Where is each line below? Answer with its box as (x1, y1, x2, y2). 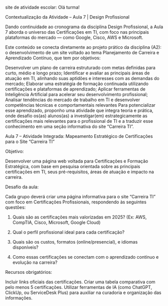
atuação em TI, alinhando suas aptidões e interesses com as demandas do (5, 75, 159, 81)
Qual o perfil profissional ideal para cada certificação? (12, 229, 125, 235)
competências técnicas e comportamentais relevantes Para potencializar (5, 102, 156, 108)
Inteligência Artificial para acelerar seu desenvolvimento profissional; (5, 92, 148, 97)
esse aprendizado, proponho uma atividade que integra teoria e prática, (5, 108, 154, 113)
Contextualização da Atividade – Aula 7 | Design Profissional (5, 14, 130, 20)
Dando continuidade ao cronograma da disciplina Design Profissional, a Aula (5, 24, 163, 30)
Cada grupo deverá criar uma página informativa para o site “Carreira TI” (5, 194, 156, 199)
